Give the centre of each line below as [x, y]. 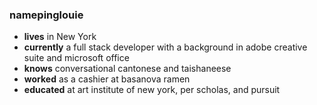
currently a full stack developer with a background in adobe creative [165, 47]
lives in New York [60, 37]
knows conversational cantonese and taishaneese [127, 69]
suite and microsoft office [76, 58]
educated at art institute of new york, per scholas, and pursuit [152, 90]
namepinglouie [46, 15]
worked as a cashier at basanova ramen [107, 79]
